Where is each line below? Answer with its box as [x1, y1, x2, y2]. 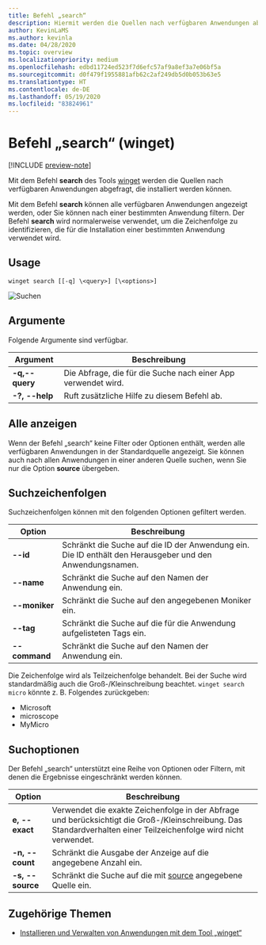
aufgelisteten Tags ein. [62, 628, 146, 639]
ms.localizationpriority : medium [8, 56, 119, 64]
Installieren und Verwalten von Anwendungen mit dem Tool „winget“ [19, 928, 242, 937]
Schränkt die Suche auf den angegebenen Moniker [62, 595, 252, 606]
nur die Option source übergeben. [8, 463, 120, 472]
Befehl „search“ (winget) [8, 134, 176, 152]
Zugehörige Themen [8, 907, 112, 920]
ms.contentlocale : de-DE [8, 85, 90, 94]
